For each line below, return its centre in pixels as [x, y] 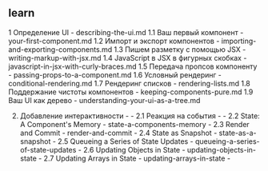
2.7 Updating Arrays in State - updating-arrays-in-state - [137, 158]
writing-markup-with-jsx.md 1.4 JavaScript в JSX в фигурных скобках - [128, 58]
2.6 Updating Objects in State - [134, 149]
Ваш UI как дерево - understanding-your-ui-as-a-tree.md [104, 100]
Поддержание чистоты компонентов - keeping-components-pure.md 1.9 [131, 92]
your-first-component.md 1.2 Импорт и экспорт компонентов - [114, 41]
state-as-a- [238, 133]
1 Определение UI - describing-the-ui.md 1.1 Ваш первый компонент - [126, 32]
